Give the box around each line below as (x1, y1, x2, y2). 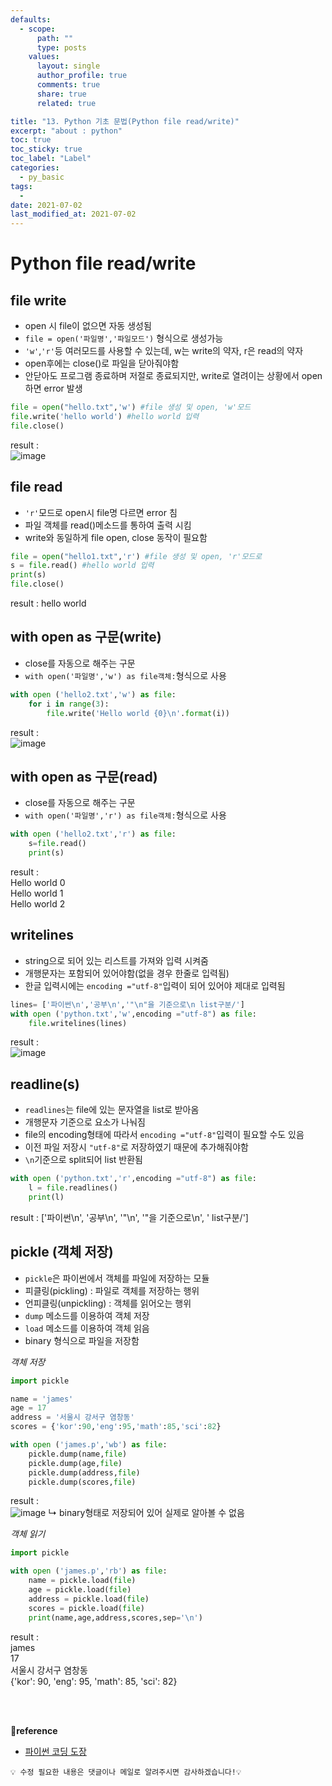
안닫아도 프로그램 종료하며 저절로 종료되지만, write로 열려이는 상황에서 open (24, 370, 323, 382)
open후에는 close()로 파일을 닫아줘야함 (24, 357, 180, 370)
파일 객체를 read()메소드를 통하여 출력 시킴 (24, 519, 192, 531)
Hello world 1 (10, 887, 64, 899)
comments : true (36, 80, 101, 90)
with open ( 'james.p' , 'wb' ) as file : (10, 1440, 168, 1450)
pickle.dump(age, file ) (28, 1458, 123, 1468)
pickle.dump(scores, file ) (28, 1477, 137, 1487)
